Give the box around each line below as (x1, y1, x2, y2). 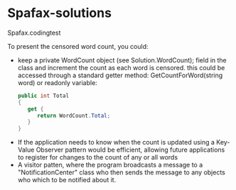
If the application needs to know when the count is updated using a (17, 138, 215, 147)
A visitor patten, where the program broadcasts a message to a (17, 161, 203, 169)
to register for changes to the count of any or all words (17, 153, 178, 162)
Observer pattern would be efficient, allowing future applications (36, 145, 225, 154)
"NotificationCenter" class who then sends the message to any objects (17, 168, 225, 177)
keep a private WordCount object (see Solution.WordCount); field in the (17, 55, 227, 65)
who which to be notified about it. (17, 176, 117, 184)
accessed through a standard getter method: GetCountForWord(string (17, 71, 223, 79)
